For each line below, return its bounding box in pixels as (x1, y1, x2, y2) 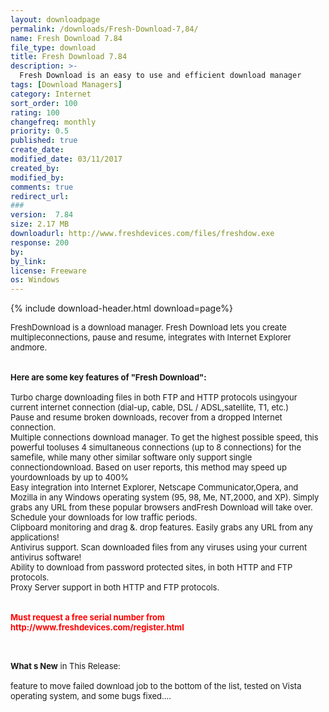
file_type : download (10, 42, 97, 53)
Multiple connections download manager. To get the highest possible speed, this (10, 432, 319, 443)
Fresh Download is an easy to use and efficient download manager (19, 71, 302, 81)
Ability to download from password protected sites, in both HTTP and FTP (10, 562, 293, 573)
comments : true (10, 182, 74, 192)
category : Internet (10, 89, 92, 99)
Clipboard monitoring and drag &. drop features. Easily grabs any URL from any (10, 522, 313, 533)
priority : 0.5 (10, 126, 70, 136)
